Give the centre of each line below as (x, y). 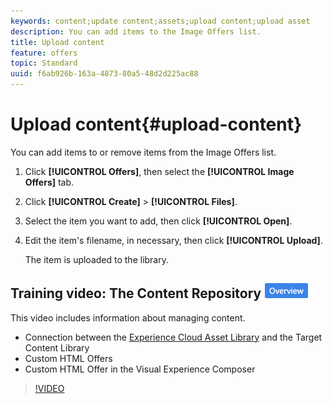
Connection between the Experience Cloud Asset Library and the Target (173, 337)
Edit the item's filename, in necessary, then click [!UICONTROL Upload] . (173, 240)
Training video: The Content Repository (136, 293)
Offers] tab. (49, 182)
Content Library (57, 347)
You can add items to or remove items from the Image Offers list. (143, 152)
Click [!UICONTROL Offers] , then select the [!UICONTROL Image (159, 171)
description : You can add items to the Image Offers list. (136, 31)
